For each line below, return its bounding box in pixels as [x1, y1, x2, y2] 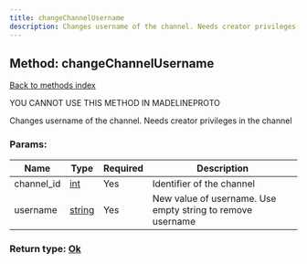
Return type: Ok [9, 242, 82, 255]
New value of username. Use [152, 192, 277, 205]
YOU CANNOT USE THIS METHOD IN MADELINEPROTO [9, 98, 221, 109]
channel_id [14, 177, 61, 190]
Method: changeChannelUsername [9, 56, 215, 71]
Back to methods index [9, 79, 96, 91]
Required [103, 162, 144, 174]
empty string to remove [152, 203, 253, 216]
